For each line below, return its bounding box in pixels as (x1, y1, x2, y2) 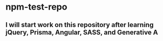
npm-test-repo (5, 1, 68, 13)
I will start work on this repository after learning (5, 21, 154, 29)
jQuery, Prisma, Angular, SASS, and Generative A (5, 28, 158, 36)
